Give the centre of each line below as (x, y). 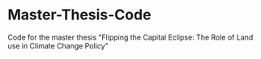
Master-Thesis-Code (79, 15)
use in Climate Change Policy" (58, 45)
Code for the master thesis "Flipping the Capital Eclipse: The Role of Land (130, 37)
